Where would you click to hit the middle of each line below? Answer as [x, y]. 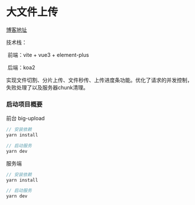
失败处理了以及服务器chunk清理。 [47, 87]
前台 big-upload [26, 118]
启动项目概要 [25, 104]
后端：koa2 [21, 67]
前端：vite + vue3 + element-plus [48, 55]
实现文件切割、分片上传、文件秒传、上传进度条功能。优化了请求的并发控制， [99, 80]
